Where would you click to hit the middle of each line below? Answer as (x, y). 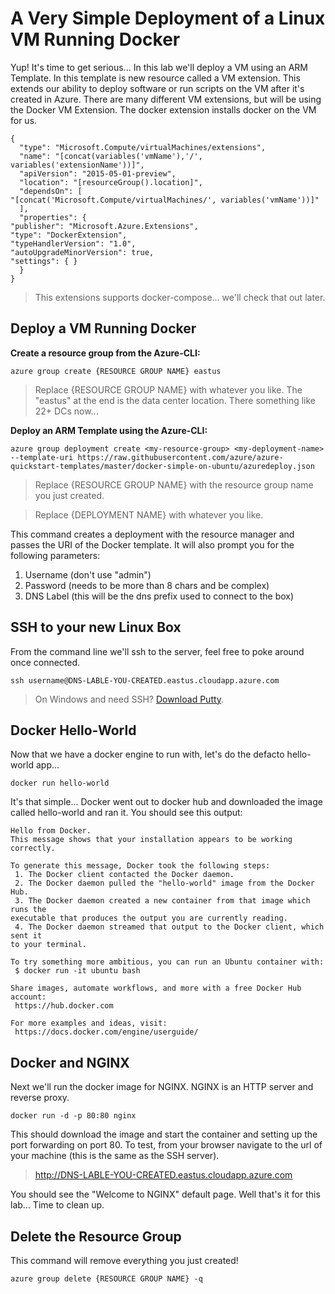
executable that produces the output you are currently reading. (149, 918)
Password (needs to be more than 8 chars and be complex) (147, 585)
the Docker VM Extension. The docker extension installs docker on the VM (163, 109)
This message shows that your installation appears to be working (151, 840)
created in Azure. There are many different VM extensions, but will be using (166, 99)
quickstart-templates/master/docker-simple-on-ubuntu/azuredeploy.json (162, 466)
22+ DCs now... (66, 411)
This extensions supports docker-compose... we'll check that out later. (180, 297)
